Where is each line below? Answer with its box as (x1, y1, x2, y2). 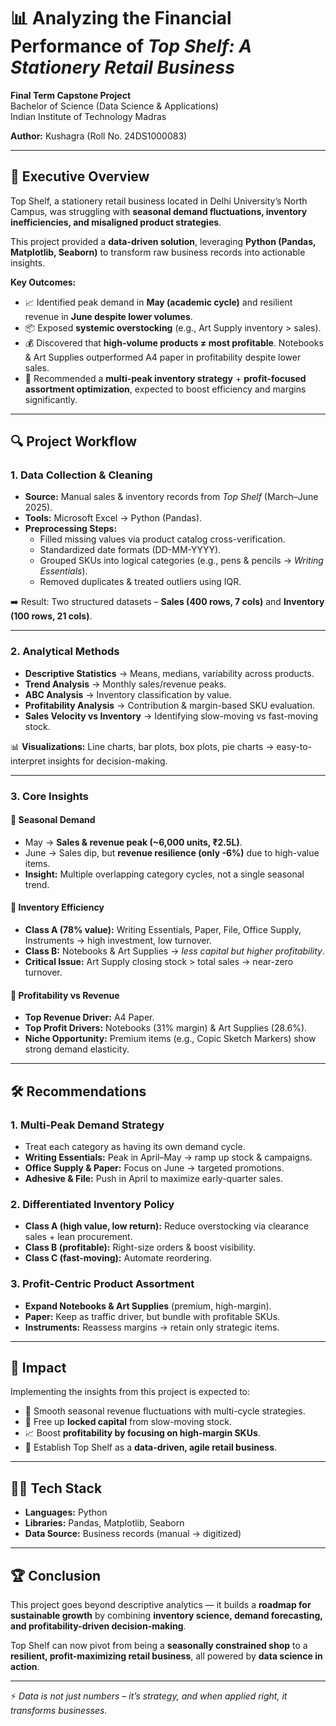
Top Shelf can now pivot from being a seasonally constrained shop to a (10, 1639, 308, 1651)
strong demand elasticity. (24, 1043, 130, 1055)
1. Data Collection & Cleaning (10, 468, 153, 482)
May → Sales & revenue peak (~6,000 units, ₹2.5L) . (24, 836, 243, 848)
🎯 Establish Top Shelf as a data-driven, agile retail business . (24, 1441, 278, 1454)
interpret (10, 755, 47, 767)
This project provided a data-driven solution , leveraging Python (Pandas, (10, 235, 317, 247)
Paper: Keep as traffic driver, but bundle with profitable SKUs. (24, 1310, 281, 1322)
